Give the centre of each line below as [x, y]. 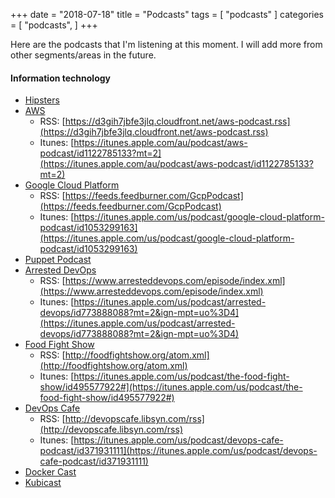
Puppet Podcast [58, 260]
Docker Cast [50, 472]
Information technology [60, 78]
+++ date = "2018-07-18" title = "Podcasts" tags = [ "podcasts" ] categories [167, 14]
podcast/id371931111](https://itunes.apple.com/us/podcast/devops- [178, 451]
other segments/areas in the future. [83, 55]
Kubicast [43, 483]
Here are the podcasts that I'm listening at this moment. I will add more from [166, 44]
